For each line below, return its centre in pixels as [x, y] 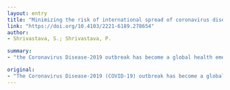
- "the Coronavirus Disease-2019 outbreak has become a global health [110, 58]
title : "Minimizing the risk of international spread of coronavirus [108, 20]
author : [18, 32]
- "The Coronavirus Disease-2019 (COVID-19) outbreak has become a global [116, 76]
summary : [20, 51]
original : [21, 70]
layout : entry [27, 13]
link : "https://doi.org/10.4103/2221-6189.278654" [81, 26]
